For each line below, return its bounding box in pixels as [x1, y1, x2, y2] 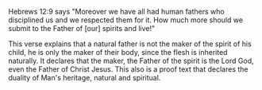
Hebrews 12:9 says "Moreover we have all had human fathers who [8, 7, 225, 16]
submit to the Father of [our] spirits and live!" [8, 24, 156, 33]
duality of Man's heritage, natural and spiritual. [8, 73, 161, 82]
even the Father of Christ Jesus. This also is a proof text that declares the [8, 65, 249, 74]
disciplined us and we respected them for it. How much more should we [8, 15, 244, 25]
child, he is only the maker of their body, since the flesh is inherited [8, 48, 228, 57]
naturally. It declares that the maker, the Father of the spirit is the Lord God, [8, 56, 254, 65]
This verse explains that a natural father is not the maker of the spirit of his [8, 39, 252, 49]
